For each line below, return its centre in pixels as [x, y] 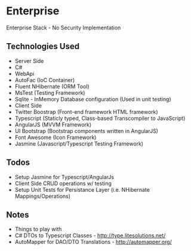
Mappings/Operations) [42, 196]
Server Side [29, 61]
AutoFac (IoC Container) [45, 80]
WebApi [24, 74]
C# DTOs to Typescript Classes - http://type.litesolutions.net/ [90, 235]
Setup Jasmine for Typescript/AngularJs [64, 177]
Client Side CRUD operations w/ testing [63, 183]
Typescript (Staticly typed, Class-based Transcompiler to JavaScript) [100, 118]
